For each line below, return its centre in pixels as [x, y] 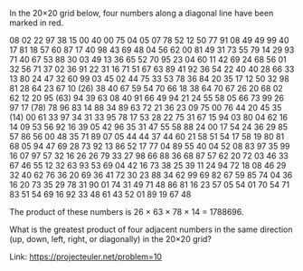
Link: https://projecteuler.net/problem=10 [86, 256]
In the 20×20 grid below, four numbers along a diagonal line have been [142, 13]
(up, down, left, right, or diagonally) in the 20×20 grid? [111, 239]
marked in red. [37, 23]
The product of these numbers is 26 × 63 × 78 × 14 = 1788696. [127, 212]
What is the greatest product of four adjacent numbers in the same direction [151, 229]
